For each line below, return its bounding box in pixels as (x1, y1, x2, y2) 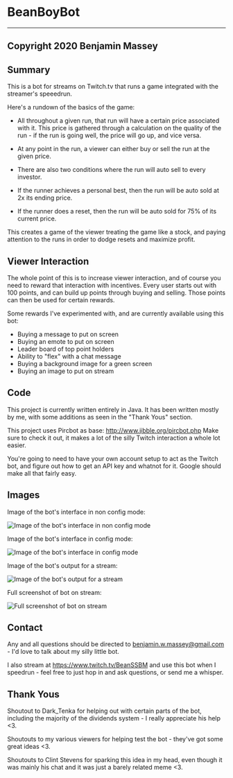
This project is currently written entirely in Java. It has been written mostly (7, 405, 219, 413)
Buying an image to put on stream (17, 367, 114, 375)
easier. (7, 441, 26, 449)
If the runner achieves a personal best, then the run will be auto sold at (17, 187, 220, 195)
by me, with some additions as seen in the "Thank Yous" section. (7, 413, 193, 421)
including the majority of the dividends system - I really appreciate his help (7, 714, 221, 723)
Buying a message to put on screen (17, 330, 119, 338)
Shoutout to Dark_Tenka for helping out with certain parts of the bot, (7, 707, 202, 715)
